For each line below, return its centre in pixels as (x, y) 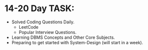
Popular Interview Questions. (48, 32)
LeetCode (29, 27)
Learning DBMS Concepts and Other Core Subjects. (63, 37)
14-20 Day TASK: (39, 8)
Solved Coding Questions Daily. (43, 22)
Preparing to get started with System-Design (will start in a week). (77, 42)
